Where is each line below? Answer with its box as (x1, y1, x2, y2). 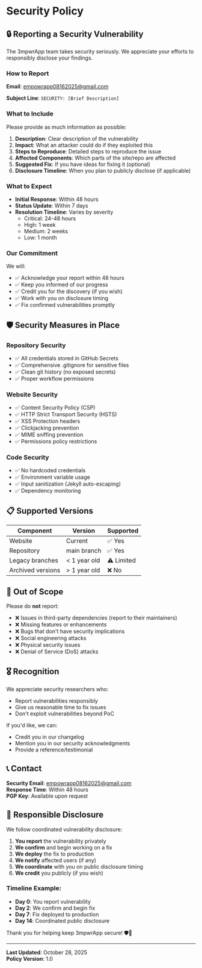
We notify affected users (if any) (14, 856, 96, 864)
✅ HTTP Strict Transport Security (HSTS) (14, 411, 117, 418)
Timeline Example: (6, 884, 62, 893)
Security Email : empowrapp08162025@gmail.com (6, 779, 132, 786)
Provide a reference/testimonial (14, 746, 93, 753)
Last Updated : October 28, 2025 (6, 949, 88, 956)
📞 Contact (6, 763, 42, 774)
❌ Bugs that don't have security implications (14, 627, 125, 635)
